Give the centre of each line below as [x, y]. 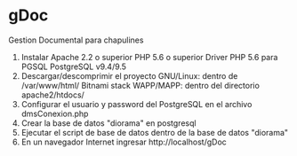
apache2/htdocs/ [53, 95]
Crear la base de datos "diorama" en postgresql [108, 123]
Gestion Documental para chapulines [76, 40]
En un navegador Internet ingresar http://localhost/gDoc [124, 142]
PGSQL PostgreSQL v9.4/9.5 [73, 66]
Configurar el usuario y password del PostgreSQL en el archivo [136, 104]
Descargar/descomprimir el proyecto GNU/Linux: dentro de [129, 75]
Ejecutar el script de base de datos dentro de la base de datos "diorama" [155, 132]
